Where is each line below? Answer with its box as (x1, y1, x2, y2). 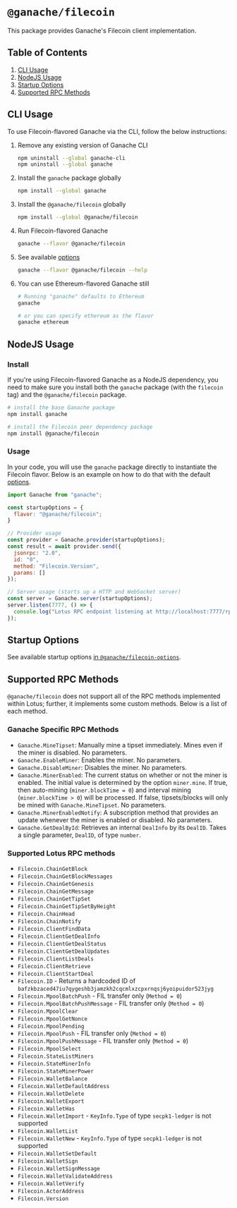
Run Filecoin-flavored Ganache (17, 226, 108, 235)
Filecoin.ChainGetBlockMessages (17, 873, 113, 880)
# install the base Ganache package (7, 404, 115, 411)
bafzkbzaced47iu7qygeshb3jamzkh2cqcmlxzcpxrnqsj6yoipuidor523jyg (17, 985, 214, 992)
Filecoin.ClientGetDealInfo (17, 933, 100, 940)
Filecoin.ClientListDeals (17, 955, 94, 963)
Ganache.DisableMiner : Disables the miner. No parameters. (17, 763, 187, 771)
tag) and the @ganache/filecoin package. (7, 391, 127, 398)
